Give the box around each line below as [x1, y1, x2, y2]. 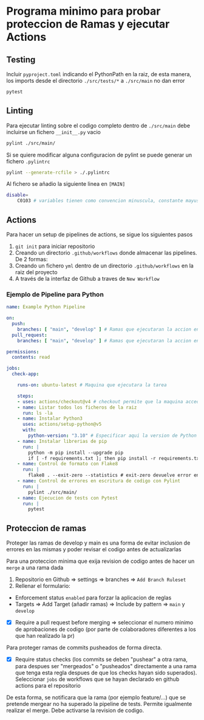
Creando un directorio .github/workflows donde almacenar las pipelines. [15, 249, 197, 256]
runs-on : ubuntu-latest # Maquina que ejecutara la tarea [17, 382, 167, 388]
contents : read [12, 355, 50, 361]
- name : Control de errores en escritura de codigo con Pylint [17, 478, 181, 484]
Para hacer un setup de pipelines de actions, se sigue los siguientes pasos [6, 231, 193, 238]
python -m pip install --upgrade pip [28, 450, 123, 456]
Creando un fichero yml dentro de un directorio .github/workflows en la [15, 262, 194, 269]
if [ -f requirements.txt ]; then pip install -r [28, 455, 156, 461]
